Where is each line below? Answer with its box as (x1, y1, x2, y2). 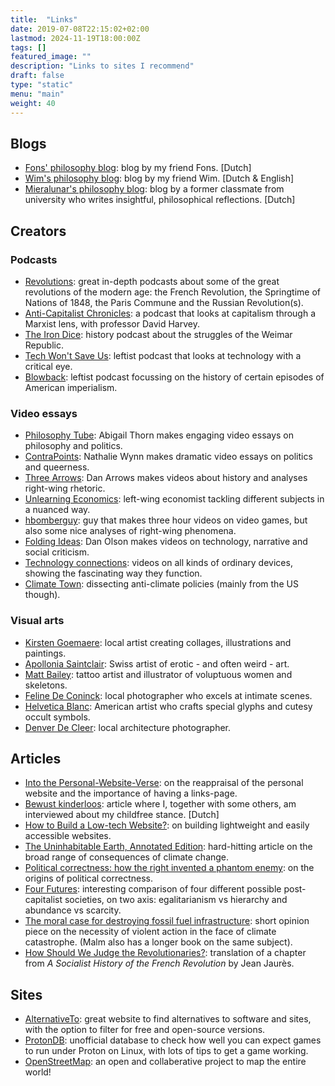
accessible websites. (24, 830, 112, 842)
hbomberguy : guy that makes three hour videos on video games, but (24, 514, 308, 526)
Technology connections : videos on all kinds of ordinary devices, (24, 557, 293, 569)
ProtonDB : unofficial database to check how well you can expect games (24, 1034, 322, 1046)
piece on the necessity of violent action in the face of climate (24, 926, 277, 938)
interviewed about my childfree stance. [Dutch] (24, 809, 220, 821)
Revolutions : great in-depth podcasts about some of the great (24, 276, 280, 287)
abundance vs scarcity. (24, 904, 122, 916)
